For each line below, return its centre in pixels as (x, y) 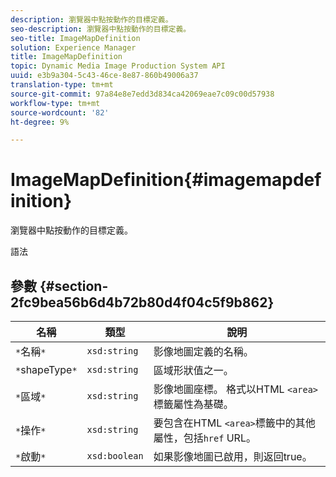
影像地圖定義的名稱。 (203, 351)
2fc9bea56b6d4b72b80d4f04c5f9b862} (142, 302)
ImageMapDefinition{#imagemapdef (166, 180)
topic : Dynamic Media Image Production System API (118, 66)
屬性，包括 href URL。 (205, 438)
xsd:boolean (115, 456)
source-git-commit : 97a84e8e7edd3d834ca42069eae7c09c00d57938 (142, 94)
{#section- (74, 286)
